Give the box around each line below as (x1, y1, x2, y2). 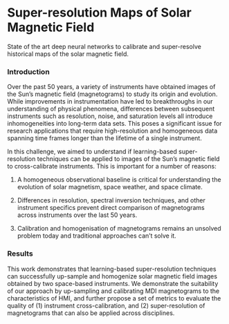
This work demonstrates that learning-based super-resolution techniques (7, 265, 217, 273)
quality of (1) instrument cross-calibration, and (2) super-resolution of (7, 301, 205, 309)
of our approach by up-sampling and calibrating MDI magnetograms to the (7, 287, 220, 295)
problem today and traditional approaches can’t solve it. (17, 231, 176, 240)
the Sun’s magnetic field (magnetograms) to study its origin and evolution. (7, 90, 218, 98)
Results (7, 249, 33, 258)
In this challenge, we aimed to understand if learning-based (7, 147, 178, 156)
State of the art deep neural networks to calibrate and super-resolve (7, 42, 202, 50)
